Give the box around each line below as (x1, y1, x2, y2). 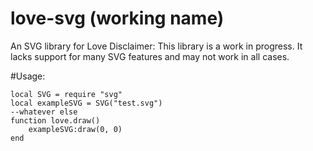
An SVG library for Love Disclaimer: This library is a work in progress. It (10, 40, 303, 52)
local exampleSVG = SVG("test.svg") (10, 98, 163, 108)
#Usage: (10, 70, 46, 82)
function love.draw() (10, 115, 101, 126)
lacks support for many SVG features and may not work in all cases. (10, 50, 290, 62)
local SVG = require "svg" (10, 89, 123, 99)
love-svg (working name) (10, 7, 225, 30)
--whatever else (10, 107, 78, 117)
